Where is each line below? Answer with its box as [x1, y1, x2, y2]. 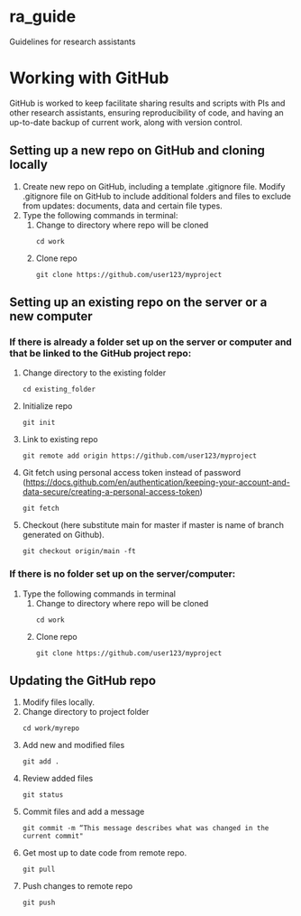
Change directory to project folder [22, 707, 150, 717]
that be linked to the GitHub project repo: [9, 347, 192, 359]
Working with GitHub [9, 68, 169, 88]
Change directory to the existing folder [22, 367, 167, 378]
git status [22, 791, 64, 800]
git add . [22, 757, 60, 766]
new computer [9, 309, 93, 324]
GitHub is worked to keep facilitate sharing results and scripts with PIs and [9, 97, 286, 108]
